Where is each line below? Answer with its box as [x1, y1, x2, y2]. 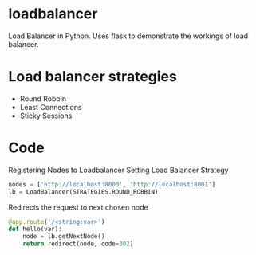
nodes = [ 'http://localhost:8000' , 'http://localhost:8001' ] [8, 180, 216, 188]
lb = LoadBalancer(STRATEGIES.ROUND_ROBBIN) [8, 188, 159, 196]
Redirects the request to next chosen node [8, 202, 149, 212]
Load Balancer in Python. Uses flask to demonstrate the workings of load [8, 31, 249, 41]
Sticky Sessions [19, 111, 73, 120]
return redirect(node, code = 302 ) [22, 240, 134, 248]
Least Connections [19, 102, 82, 112]
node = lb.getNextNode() [22, 233, 105, 241]
